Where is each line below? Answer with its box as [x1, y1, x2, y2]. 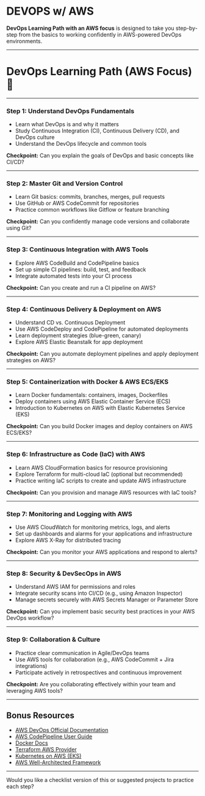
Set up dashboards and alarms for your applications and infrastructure [15, 529, 192, 537]
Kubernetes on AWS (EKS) [15, 752, 82, 760]
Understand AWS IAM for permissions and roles [15, 583, 136, 590]
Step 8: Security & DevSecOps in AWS [6, 569, 122, 578]
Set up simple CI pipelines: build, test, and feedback [15, 265, 146, 273]
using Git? [6, 224, 32, 232]
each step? [6, 783, 35, 791]
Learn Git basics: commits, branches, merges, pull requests [15, 193, 165, 201]
